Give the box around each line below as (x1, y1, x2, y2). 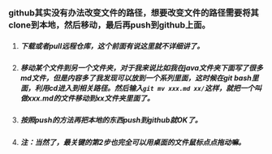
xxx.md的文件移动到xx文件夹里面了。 (27, 93, 154, 103)
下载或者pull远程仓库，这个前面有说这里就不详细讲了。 (19, 41, 205, 50)
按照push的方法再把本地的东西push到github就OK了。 (19, 115, 202, 125)
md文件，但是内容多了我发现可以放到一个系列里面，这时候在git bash (19, 73, 252, 83)
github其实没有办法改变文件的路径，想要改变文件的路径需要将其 (8, 6, 260, 18)
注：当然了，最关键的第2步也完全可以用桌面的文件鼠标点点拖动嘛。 (19, 137, 246, 147)
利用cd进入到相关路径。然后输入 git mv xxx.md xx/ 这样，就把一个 (34, 83, 255, 92)
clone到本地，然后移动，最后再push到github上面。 (8, 19, 211, 30)
